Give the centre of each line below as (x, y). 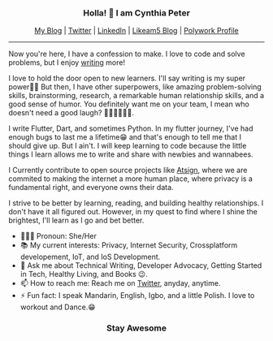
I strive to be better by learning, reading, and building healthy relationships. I (136, 203)
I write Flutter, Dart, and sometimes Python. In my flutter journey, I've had (131, 128)
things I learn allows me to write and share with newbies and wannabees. (131, 154)
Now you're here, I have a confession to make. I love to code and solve (127, 54)
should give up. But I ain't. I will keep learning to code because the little (128, 146)
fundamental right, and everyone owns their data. (91, 188)
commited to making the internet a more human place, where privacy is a (131, 179)
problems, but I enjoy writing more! (67, 63)
